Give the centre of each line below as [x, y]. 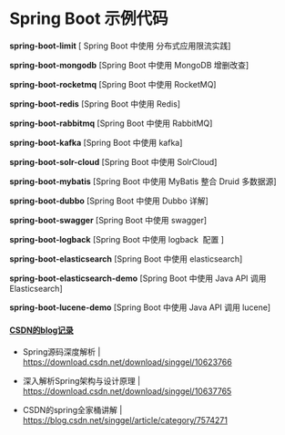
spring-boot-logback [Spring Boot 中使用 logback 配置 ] [117, 239]
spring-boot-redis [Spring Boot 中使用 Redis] [95, 104]
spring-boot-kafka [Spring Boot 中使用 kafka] [96, 142]
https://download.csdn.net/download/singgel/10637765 [127, 391]
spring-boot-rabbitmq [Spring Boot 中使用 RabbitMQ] [111, 123]
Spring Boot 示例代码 [89, 19]
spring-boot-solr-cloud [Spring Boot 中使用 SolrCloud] [113, 161]
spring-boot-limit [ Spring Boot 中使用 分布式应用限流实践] [120, 46]
